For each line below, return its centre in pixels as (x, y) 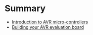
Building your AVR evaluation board (48, 27)
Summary (25, 9)
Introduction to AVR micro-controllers (50, 22)
